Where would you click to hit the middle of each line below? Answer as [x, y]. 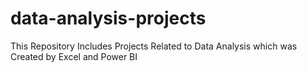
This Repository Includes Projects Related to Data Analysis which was [154, 46]
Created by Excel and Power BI [74, 56]
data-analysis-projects [108, 18]
